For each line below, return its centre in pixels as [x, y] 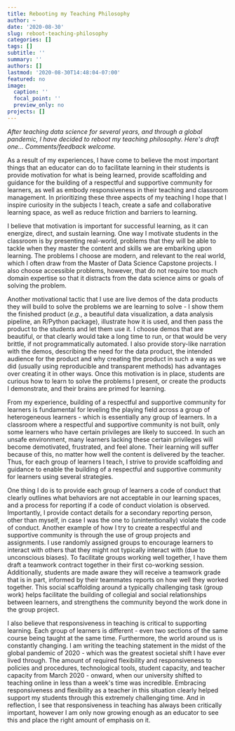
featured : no [26, 79]
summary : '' [25, 60]
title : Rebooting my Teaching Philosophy [69, 14]
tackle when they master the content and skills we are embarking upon [110, 248]
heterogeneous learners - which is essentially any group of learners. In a [112, 417]
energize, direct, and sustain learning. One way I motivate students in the [113, 233]
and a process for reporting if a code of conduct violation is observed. [109, 505]
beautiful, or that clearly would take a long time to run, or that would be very [117, 336]
